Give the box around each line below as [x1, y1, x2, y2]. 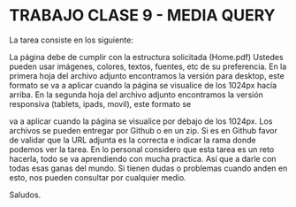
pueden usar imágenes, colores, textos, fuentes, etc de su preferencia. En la [9, 61, 287, 72]
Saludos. [9, 189, 42, 200]
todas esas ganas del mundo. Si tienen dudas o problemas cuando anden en [9, 163, 288, 173]
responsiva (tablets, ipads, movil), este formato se [9, 98, 192, 109]
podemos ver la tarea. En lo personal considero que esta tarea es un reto [9, 143, 275, 155]
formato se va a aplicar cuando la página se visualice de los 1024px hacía [9, 80, 277, 90]
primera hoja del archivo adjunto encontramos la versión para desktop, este [9, 70, 285, 80]
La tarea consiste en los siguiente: [9, 34, 134, 45]
